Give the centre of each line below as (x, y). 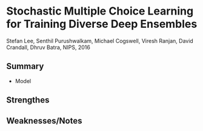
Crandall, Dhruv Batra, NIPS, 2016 (48, 47)
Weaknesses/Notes (45, 120)
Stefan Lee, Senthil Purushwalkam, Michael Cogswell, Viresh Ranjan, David (100, 41)
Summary (25, 66)
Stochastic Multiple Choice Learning (100, 11)
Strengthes (28, 100)
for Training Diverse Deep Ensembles (102, 24)
